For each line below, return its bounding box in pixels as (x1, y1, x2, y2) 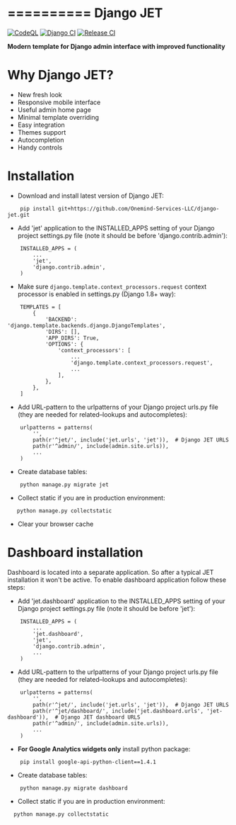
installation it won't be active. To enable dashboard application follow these (7, 576, 227, 584)
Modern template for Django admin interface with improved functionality (7, 42, 225, 50)
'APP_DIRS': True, (45, 335, 100, 342)
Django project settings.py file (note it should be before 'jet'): (17, 604, 196, 612)
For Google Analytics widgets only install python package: (17, 744, 191, 753)
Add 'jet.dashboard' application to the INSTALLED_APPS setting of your (17, 597, 226, 605)
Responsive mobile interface (17, 98, 101, 106)
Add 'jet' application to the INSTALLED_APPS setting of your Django (17, 223, 215, 232)
